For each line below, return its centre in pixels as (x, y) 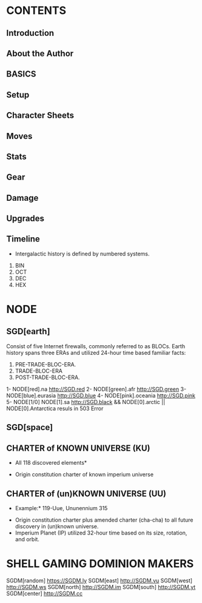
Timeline (23, 239)
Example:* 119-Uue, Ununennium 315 (61, 508)
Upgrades (25, 219)
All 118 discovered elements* (51, 463)
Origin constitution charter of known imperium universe (84, 474)
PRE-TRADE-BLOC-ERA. (45, 364)
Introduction (30, 33)
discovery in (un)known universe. (57, 526)
